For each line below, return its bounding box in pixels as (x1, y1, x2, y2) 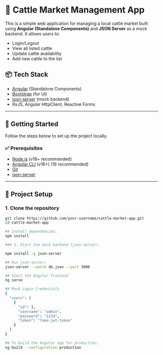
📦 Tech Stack (5, 71, 49, 79)
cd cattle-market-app (5, 220, 49, 225)
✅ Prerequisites (5, 145, 43, 152)
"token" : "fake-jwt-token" (17, 318, 73, 323)
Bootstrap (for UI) (12, 91, 48, 97)
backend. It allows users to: (5, 31, 60, 36)
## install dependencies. (5, 229, 57, 234)
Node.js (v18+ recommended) (12, 156, 72, 162)
